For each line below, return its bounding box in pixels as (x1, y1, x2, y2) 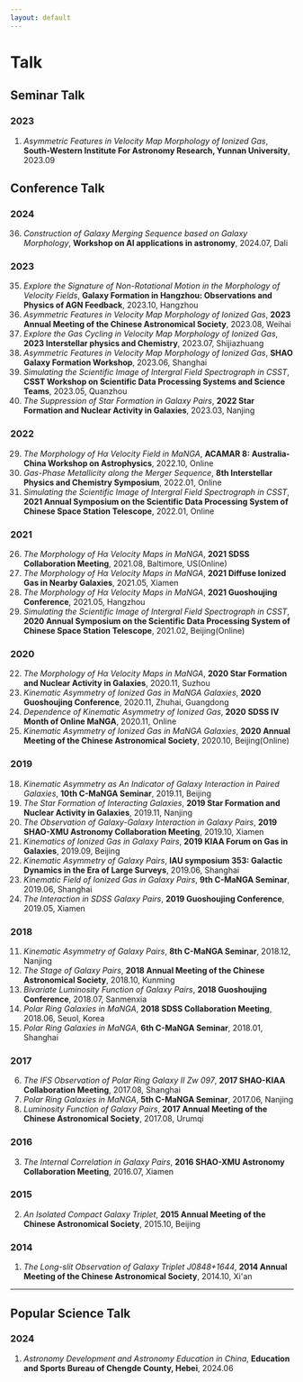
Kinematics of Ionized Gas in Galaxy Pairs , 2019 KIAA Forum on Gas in (22, 836, 289, 847)
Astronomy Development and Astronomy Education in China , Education (22, 1353, 290, 1364)
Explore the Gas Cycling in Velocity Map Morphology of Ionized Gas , (22, 328, 279, 339)
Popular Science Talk (10, 1305, 131, 1321)
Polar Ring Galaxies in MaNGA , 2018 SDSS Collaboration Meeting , (22, 1002, 272, 1014)
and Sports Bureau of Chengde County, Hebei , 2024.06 (22, 1362, 234, 1373)
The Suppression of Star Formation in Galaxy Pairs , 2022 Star (22, 396, 255, 407)
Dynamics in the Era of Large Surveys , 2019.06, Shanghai (22, 865, 240, 875)
